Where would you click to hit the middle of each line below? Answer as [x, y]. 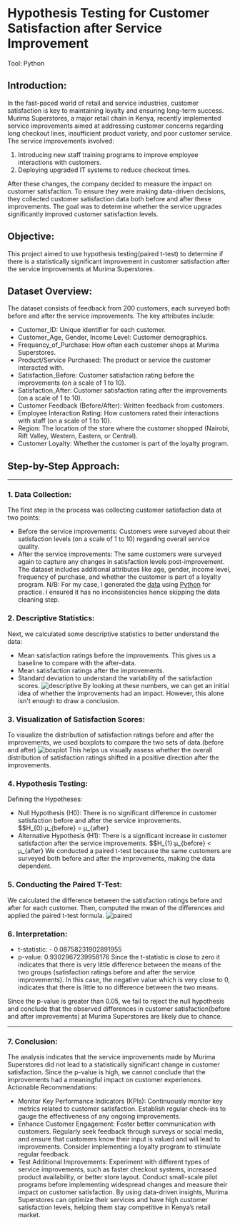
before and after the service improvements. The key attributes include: [111, 316]
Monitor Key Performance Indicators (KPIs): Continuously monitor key [120, 1102]
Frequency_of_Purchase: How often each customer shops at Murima [118, 345]
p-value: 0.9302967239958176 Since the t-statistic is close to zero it [119, 957]
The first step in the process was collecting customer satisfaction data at [115, 510]
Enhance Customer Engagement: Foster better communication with [117, 1124]
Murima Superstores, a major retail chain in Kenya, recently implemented [114, 118]
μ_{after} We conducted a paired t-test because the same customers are [124, 851]
